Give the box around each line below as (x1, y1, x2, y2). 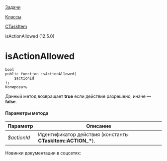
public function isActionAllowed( (5, 71, 77, 76)
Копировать (5, 84, 28, 89)
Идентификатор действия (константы (38, 131, 129, 138)
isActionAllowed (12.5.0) (5, 33, 55, 39)
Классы (5, 14, 21, 19)
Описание (86, 123, 112, 130)
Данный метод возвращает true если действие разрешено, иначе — (5, 93, 152, 99)
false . (5, 98, 17, 104)
